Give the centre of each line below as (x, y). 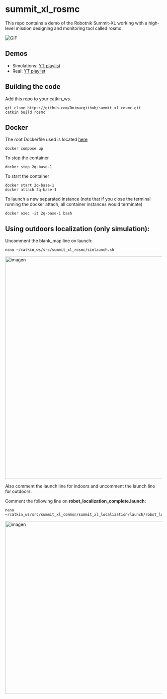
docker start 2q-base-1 (30, 186)
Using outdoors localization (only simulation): (78, 229)
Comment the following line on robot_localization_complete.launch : (76, 501)
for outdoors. (19, 491)
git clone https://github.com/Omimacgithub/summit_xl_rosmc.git (73, 108)
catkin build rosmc (25, 112)
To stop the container (27, 158)
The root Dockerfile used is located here (46, 139)
